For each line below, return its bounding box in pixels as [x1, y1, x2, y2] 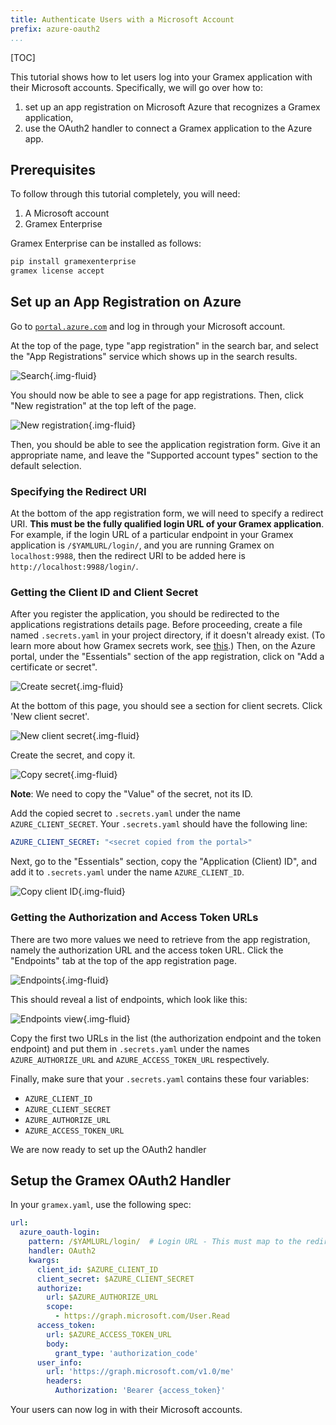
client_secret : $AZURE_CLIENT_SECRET [36, 1274, 195, 1284]
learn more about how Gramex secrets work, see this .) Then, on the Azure [10, 640, 316, 652]
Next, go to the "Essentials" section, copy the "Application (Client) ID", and [10, 856, 317, 868]
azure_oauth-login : [19, 1227, 101, 1238]
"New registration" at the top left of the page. [10, 399, 197, 411]
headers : [46, 1376, 83, 1386]
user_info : [36, 1357, 83, 1368]
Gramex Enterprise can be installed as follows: [10, 237, 202, 250]
